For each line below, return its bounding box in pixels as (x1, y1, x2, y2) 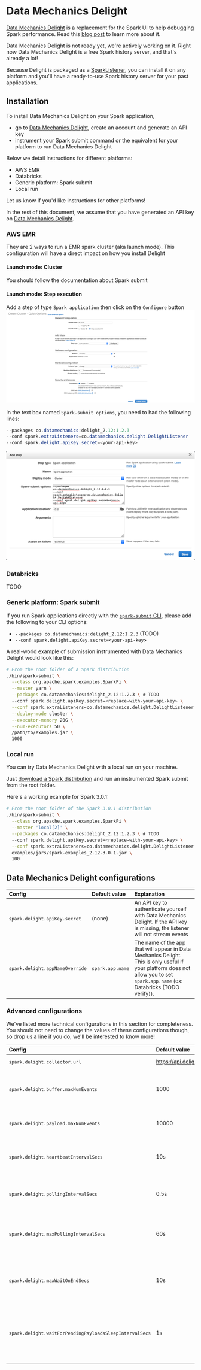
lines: (6, 415, 20, 422)
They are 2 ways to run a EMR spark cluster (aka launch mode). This (6, 244, 175, 251)
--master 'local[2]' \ (11, 825, 68, 831)
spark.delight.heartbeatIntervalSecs (8, 1154, 103, 1160)
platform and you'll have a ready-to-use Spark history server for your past (6, 72, 189, 80)
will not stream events (134, 930, 188, 938)
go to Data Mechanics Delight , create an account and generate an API (14, 124, 187, 131)
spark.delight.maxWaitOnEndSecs (8, 1278, 90, 1284)
